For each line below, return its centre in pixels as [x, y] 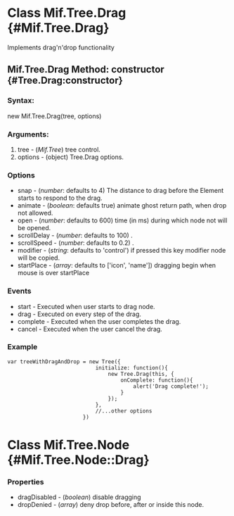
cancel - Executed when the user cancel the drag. [90, 329]
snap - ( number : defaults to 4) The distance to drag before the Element [120, 191]
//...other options [124, 411]
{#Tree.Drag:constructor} [65, 81]
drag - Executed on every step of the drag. [79, 314]
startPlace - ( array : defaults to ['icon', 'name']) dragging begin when [117, 265]
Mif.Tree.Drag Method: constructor [86, 69]
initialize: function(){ [132, 367]
